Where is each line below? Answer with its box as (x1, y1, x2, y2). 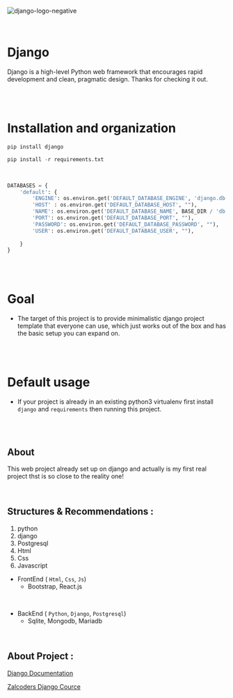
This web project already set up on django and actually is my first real (7, 464, 207, 473)
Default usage (7, 374, 90, 390)
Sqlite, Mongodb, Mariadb (27, 616, 103, 625)
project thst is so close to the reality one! (7, 471, 124, 480)
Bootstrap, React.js (27, 582, 82, 591)
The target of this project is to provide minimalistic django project (17, 314, 205, 323)
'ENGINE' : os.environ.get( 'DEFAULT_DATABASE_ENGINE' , (32, 195, 191, 202)
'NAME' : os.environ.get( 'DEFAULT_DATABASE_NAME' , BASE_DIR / (32, 208, 214, 215)
